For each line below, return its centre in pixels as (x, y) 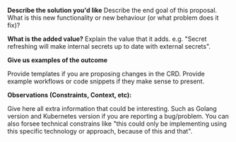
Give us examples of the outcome (58, 60)
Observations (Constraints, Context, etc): (70, 95)
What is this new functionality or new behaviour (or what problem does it (113, 18)
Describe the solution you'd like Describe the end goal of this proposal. (112, 10)
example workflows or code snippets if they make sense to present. (106, 81)
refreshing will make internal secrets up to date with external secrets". (109, 46)
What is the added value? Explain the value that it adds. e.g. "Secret (107, 39)
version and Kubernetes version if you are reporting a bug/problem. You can (118, 116)
